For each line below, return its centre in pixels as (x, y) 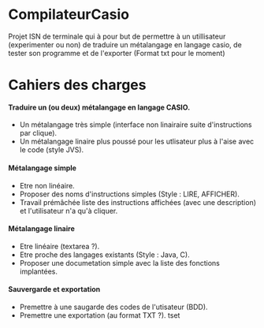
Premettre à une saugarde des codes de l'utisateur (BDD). (113, 307)
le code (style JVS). (52, 150)
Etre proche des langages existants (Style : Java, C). (105, 255)
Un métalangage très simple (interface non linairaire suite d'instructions (136, 125)
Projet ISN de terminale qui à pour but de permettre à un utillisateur (117, 36)
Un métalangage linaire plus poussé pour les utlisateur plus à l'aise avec (137, 142)
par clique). (38, 133)
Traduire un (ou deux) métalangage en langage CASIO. (99, 107)
